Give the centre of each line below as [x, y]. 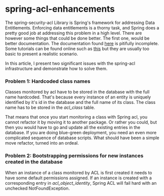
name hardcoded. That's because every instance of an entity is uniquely [78, 97]
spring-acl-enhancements [60, 9]
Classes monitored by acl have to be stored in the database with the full [77, 92]
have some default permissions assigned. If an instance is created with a [78, 178]
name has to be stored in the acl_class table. [50, 108]
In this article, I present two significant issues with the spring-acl [70, 63]
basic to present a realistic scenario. [42, 54]
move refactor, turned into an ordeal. [42, 143]
